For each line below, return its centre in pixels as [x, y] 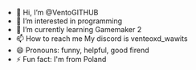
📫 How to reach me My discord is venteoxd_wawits [102, 39]
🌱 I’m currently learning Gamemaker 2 [79, 29]
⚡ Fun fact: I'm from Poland [61, 59]
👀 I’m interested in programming [69, 21]
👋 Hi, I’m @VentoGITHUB [57, 12]
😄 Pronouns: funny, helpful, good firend [83, 50]
